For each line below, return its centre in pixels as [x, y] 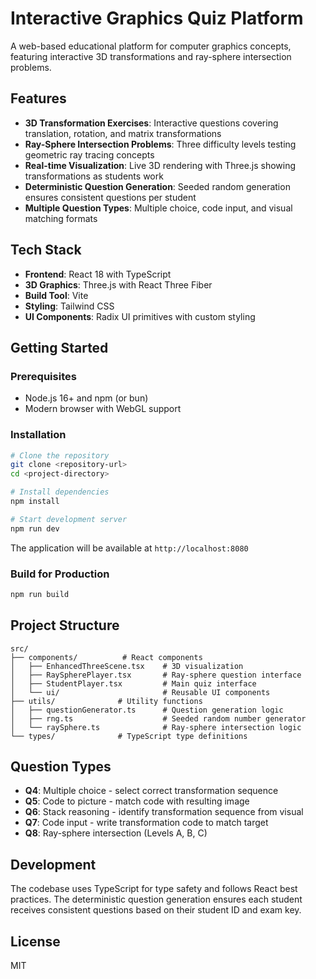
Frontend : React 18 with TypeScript [98, 274]
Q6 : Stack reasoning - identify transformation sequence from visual [164, 812]
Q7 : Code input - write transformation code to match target [146, 823]
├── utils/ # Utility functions [106, 701]
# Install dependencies [60, 492]
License [35, 941]
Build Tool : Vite [56, 295]
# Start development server [69, 519]
